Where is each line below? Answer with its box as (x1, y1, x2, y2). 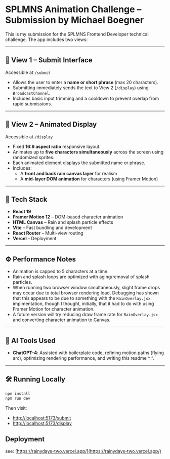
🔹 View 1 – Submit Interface (5, 56, 93, 64)
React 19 (12, 209, 31, 215)
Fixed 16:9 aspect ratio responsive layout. (12, 143, 101, 149)
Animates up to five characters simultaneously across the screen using (12, 148, 163, 155)
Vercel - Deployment (12, 236, 57, 242)
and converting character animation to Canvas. (12, 317, 111, 323)
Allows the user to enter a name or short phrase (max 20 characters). (12, 79, 158, 85)
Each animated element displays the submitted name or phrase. (12, 160, 146, 166)
